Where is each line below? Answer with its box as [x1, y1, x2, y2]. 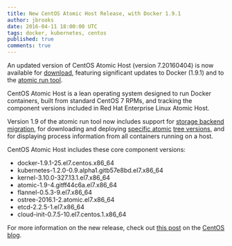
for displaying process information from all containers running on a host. [7, 132, 213, 140]
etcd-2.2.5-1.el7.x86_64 [17, 203, 84, 211]
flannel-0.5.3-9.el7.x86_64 [17, 188, 92, 196]
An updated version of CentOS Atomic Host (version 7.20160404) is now [7, 61, 214, 69]
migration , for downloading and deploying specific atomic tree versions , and [7, 125, 225, 133]
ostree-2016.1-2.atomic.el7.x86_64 [17, 196, 115, 204]
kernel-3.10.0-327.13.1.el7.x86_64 [17, 173, 111, 182]
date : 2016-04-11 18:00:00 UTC [7, 23, 98, 30]
